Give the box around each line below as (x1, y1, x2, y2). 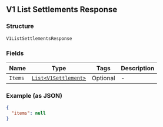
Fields (6, 49, 24, 57)
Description (121, 64, 155, 72)
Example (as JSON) (6, 91, 63, 99)
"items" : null (11, 111, 46, 116)
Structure (6, 22, 34, 30)
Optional (91, 74, 115, 82)
